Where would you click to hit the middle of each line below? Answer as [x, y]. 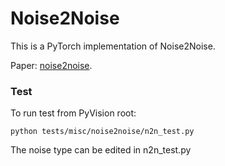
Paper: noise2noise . [51, 65]
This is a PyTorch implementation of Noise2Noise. [113, 46]
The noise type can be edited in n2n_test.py [101, 150]
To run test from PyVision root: [73, 113]
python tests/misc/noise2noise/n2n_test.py [102, 132]
